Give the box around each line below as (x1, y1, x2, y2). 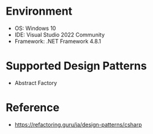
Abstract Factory (14, 79, 58, 86)
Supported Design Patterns (6, 59, 147, 73)
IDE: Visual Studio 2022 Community (14, 31, 105, 38)
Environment (6, 4, 73, 18)
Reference (6, 101, 59, 114)
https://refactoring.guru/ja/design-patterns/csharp (14, 121, 142, 128)
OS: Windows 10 (14, 24, 56, 32)
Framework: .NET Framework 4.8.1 (14, 37, 102, 45)
